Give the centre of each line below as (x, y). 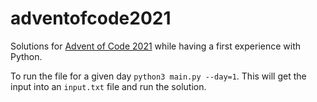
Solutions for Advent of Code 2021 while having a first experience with (156, 46)
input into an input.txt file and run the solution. (108, 86)
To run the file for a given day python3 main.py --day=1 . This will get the (158, 76)
